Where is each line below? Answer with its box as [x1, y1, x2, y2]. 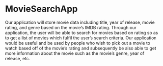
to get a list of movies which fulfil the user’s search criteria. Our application [5, 35, 157, 41]
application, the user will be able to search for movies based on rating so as [5, 30, 158, 35]
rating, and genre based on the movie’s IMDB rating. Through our [5, 24, 136, 30]
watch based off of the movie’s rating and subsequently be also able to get [5, 45, 156, 51]
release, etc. [5, 55, 30, 61]
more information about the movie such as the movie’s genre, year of [5, 50, 145, 56]
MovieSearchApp [5, 3, 78, 15]
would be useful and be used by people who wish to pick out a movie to [5, 40, 151, 46]
